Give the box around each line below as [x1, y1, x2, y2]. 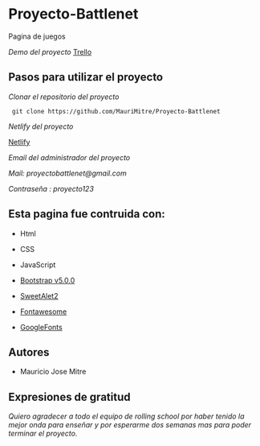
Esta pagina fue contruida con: [8, 207, 166, 221]
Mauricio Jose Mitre [19, 367, 87, 377]
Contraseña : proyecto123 [8, 184, 95, 193]
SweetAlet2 [19, 291, 59, 300]
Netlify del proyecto [8, 122, 74, 131]
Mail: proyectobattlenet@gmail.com [8, 168, 127, 178]
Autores [8, 345, 50, 359]
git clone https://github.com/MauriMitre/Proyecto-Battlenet [11, 107, 221, 115]
